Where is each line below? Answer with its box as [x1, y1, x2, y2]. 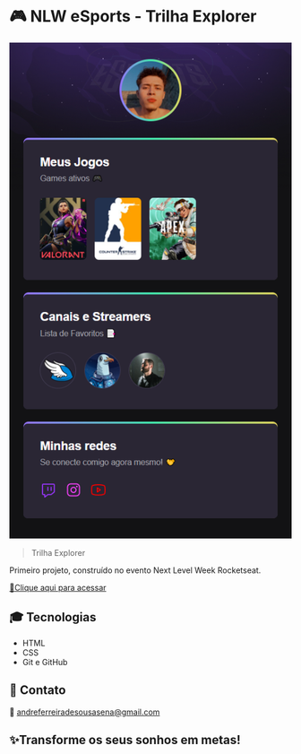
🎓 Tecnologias [9, 610, 97, 625]
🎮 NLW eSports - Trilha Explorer [9, 6, 257, 27]
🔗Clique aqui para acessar [9, 583, 107, 594]
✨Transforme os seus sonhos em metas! [9, 732, 241, 748]
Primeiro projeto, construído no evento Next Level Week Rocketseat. [9, 565, 262, 576]
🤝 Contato [9, 682, 66, 698]
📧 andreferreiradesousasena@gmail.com [9, 706, 160, 717]
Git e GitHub [21, 656, 68, 667]
